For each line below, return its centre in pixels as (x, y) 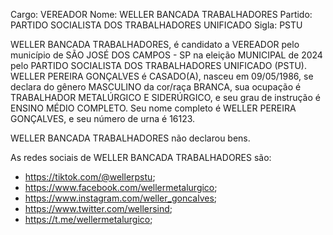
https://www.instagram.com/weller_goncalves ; (121, 198)
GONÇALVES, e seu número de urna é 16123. (103, 118)
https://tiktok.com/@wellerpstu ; (90, 177)
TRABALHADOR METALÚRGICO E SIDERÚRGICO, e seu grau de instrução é (165, 97)
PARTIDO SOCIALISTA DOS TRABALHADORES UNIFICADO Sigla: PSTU (156, 25)
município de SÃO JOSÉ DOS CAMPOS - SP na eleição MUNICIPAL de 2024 (166, 55)
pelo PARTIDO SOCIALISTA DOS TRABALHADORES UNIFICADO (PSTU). (158, 65)
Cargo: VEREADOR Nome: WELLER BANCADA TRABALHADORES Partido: (161, 14)
